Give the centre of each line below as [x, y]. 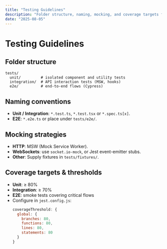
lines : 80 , [33, 228]
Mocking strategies [36, 134]
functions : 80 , [37, 223]
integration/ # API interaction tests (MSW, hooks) [65, 82]
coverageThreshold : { [35, 209]
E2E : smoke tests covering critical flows [53, 195]
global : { [27, 214]
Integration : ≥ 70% [32, 190]
